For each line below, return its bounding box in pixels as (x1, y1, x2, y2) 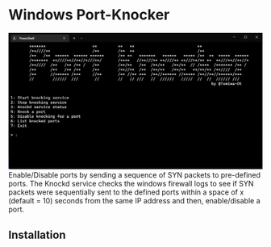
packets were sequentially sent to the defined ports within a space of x (8, 187, 244, 197)
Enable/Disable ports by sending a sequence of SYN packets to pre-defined (8, 170, 261, 180)
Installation (8, 228, 66, 241)
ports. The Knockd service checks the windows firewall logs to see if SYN (8, 179, 254, 189)
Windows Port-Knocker (8, 6, 170, 24)
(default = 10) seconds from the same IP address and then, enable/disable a (8, 196, 261, 206)
